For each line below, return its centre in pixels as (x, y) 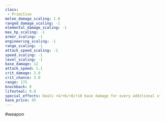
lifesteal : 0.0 (21, 91)
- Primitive (19, 14)
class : (12, 10)
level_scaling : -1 (24, 60)
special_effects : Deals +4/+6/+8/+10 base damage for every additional (80, 96)
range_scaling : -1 (24, 46)
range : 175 (16, 82)
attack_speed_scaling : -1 (31, 50)
